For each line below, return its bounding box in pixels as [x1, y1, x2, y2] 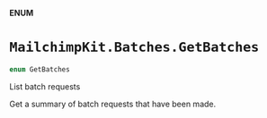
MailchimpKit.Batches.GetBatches [9, 39, 260, 56]
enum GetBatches [9, 64, 70, 74]
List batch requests [9, 80, 81, 92]
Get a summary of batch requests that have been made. [9, 98, 217, 109]
